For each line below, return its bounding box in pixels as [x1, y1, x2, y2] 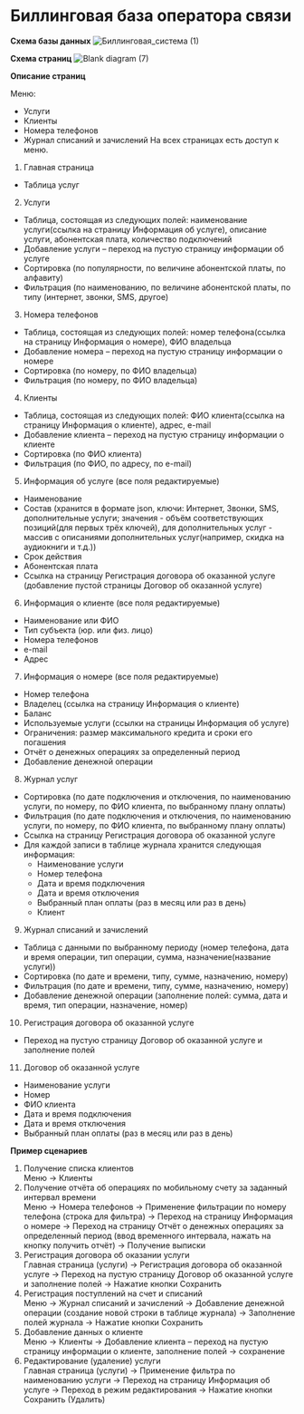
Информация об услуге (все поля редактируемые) [23, 475, 220, 486]
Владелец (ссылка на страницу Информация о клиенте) [23, 698, 240, 709]
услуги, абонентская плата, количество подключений [23, 233, 233, 245]
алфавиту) [23, 272, 64, 283]
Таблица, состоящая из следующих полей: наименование [23, 214, 248, 225]
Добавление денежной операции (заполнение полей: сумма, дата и [23, 990, 289, 1001]
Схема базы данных [10, 35, 91, 46]
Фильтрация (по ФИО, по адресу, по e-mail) [23, 458, 193, 469]
